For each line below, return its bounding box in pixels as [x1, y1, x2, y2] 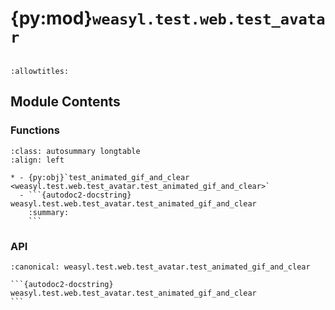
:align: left [10, 155, 65, 165]
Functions [10, 123, 60, 137]
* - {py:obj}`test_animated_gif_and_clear [10, 172, 190, 182]
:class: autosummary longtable [10, 146, 141, 156]
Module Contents [10, 93, 121, 111]
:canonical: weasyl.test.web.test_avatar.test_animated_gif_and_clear [10, 262, 311, 272]
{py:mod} [10, 7, 93, 30]
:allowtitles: [10, 66, 70, 76]
